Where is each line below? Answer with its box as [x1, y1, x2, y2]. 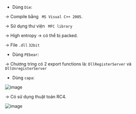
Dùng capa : [12, 75, 35, 80]
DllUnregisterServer [5, 66, 47, 71]
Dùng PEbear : [12, 51, 39, 57]
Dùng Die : [12, 4, 33, 10]
